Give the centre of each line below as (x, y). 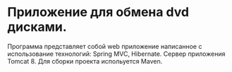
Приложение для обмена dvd (98, 12)
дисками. (37, 27)
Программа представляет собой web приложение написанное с (105, 46)
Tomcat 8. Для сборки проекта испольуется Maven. (85, 61)
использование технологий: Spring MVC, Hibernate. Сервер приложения (116, 54)
